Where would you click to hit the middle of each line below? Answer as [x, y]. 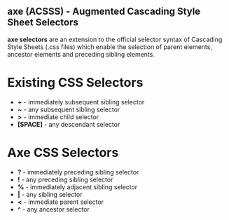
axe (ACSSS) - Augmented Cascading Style [104, 12]
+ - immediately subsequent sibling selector [81, 102]
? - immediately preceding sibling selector [78, 172]
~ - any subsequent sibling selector [69, 109]
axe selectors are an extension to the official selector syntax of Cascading [115, 39]
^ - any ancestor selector [53, 209]
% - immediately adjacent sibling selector [77, 187]
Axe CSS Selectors [63, 152]
